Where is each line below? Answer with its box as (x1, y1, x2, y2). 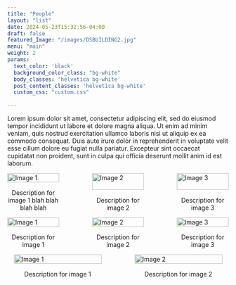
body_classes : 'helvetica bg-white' (13, 75, 121, 83)
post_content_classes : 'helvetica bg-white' (13, 82, 146, 89)
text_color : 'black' (13, 63, 74, 70)
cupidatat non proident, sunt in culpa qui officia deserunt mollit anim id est (7, 152, 223, 160)
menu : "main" (7, 43, 46, 50)
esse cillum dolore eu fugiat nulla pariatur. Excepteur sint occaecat (7, 144, 200, 153)
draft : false (7, 30, 46, 37)
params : (7, 56, 30, 63)
